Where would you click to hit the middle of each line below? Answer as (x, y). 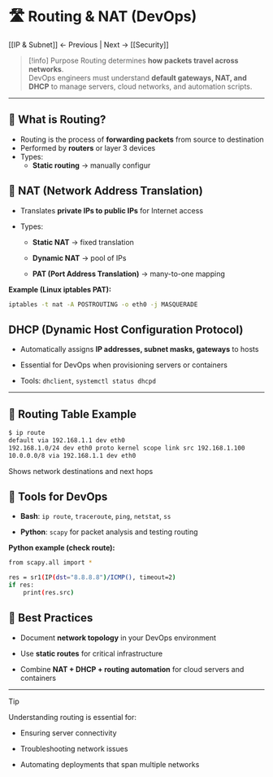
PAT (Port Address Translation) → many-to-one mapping (129, 274)
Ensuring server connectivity (68, 733)
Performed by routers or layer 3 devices (88, 147)
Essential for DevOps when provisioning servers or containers (123, 365)
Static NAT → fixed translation (83, 242)
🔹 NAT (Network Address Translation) (106, 191)
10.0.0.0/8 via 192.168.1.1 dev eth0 (72, 455)
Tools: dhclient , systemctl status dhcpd (88, 381)
